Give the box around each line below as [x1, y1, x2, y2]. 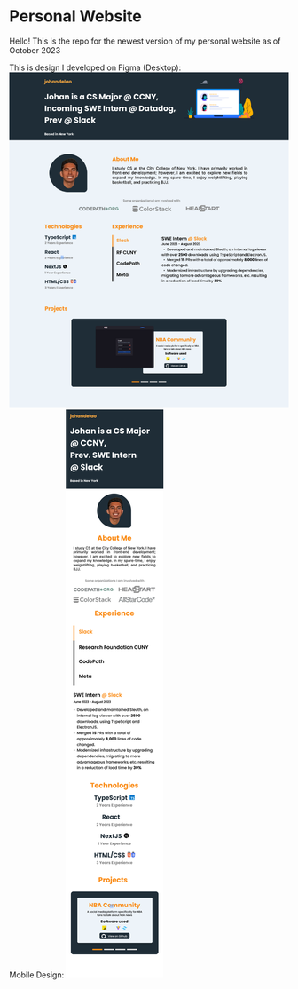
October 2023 [9, 44, 61, 55]
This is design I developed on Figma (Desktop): [9, 62, 182, 73]
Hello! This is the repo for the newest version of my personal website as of [9, 36, 281, 46]
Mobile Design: [9, 969, 65, 980]
